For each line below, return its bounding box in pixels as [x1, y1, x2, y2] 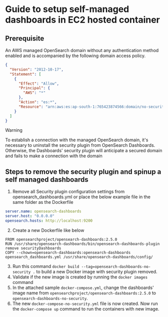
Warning [5, 127, 22, 133]
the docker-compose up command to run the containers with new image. [12, 305, 159, 311]
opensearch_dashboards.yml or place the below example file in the [12, 194, 151, 200]
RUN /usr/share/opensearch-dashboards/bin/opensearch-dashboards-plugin [5, 241, 160, 246]
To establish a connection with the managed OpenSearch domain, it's [5, 137, 148, 143]
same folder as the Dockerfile [12, 199, 73, 205]
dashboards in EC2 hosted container [5, 14, 160, 26]
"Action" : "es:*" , [18, 100, 57, 105]
